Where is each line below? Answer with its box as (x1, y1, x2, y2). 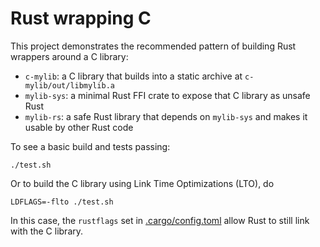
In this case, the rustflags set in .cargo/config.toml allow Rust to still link (10, 214, 310, 226)
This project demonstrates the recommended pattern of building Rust (10, 40, 297, 52)
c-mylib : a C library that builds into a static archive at (24, 70, 243, 82)
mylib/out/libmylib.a (24, 80, 115, 91)
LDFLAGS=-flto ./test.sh (10, 197, 114, 207)
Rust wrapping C (10, 7, 152, 30)
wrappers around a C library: (10, 50, 129, 62)
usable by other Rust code (24, 121, 134, 133)
